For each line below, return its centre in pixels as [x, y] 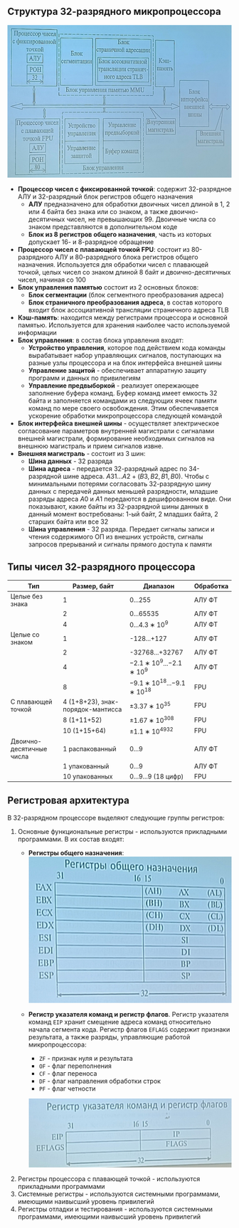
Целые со [25, 635]
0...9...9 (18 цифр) [156, 776]
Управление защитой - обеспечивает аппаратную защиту [117, 371]
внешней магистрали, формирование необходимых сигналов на [116, 439]
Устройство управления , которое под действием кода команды [127, 348]
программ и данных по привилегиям [84, 378]
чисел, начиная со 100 [52, 280]
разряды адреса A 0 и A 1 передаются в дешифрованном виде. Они [129, 499]
